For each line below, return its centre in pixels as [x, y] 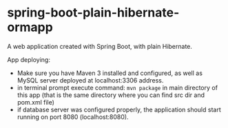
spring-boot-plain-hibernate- [93, 13]
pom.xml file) [36, 102]
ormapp [30, 27]
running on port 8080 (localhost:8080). [73, 117]
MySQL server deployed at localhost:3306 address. [90, 80]
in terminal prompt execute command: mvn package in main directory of [117, 87]
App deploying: [29, 59]
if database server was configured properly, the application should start [119, 109]
